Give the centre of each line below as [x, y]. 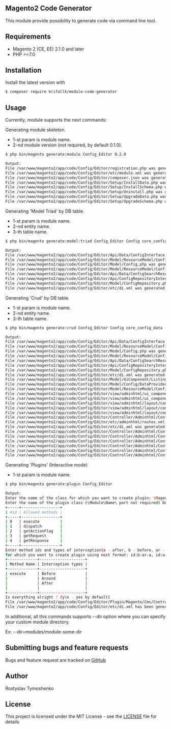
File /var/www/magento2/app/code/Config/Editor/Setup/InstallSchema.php [84, 187]
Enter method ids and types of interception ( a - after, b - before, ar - [85, 550]
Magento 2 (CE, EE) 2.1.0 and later [48, 49]
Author [17, 676]
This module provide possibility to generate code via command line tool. [81, 20]
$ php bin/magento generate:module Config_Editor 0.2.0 [66, 155]
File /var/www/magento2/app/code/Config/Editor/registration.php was [81, 168]
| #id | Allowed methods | [34, 512]
